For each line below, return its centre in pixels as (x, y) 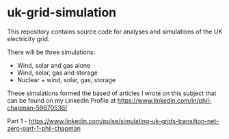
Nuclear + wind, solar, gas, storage (66, 79)
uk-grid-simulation (62, 13)
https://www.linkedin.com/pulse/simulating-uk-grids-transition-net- (124, 121)
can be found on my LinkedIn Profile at (62, 100)
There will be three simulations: (51, 52)
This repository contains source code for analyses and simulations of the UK (115, 31)
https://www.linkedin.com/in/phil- (164, 100)
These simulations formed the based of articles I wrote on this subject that (112, 93)
